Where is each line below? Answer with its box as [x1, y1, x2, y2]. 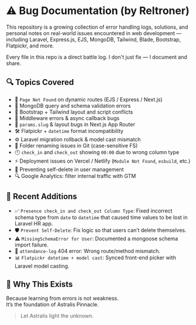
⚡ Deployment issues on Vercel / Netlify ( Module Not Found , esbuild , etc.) [14, 157, 191, 165]
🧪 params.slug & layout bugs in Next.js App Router [14, 121, 136, 128]
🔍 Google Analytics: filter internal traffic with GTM [14, 172, 136, 179]
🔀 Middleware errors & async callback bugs [14, 114, 120, 121]
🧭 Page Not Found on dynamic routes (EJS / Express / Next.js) [14, 95, 163, 103]
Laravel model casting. [14, 262, 70, 269]
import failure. [14, 241, 49, 248]
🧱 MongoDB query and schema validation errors [14, 102, 131, 109]
